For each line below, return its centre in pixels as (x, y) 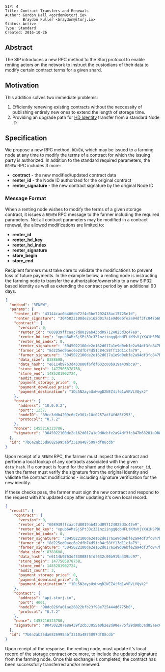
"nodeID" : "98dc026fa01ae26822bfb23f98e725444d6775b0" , (76, 607)
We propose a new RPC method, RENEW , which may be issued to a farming (79, 150)
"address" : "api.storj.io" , (47, 598)
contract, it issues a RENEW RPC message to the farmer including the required (82, 214)
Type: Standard (21, 28)
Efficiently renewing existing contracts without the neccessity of (77, 107)
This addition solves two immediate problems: (52, 97)
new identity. (18, 482)
